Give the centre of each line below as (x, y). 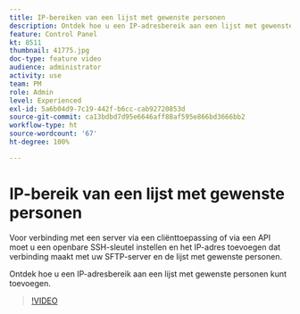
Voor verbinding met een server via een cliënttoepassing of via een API (140, 237)
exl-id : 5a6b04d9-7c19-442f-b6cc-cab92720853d (97, 109)
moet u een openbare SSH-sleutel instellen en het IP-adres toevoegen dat (145, 247)
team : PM (25, 84)
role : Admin (31, 92)
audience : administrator (55, 68)
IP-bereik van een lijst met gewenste (147, 194)
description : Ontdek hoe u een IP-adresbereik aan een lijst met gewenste (151, 26)
